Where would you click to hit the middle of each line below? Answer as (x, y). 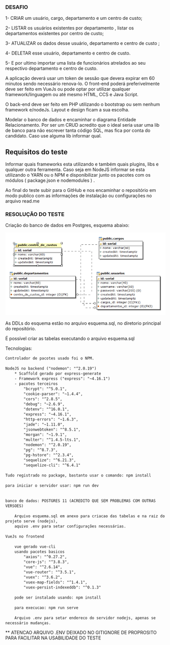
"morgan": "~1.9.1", (45, 435)
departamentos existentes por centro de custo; (55, 34)
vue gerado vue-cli (35, 547)
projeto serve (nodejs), (32, 521)
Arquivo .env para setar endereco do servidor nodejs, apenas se (85, 618)
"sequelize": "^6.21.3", (50, 460)
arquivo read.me (22, 201)
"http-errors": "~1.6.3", (51, 419)
